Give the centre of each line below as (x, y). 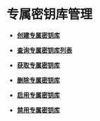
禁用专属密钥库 (38, 110)
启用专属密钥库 (38, 95)
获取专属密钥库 (38, 65)
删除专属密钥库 (38, 80)
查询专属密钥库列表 (44, 50)
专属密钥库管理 (50, 14)
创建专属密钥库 (38, 35)
